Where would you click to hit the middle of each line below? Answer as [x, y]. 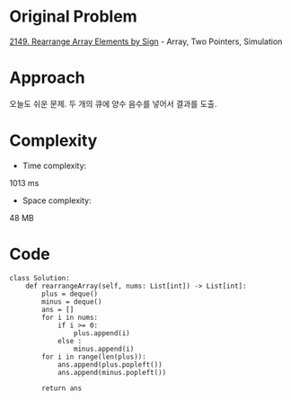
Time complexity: [54, 165]
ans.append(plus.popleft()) [110, 364]
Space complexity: [57, 200]
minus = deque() [72, 302]
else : [70, 341]
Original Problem [73, 17]
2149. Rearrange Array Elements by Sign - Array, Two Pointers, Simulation [146, 41]
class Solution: [40, 278]
